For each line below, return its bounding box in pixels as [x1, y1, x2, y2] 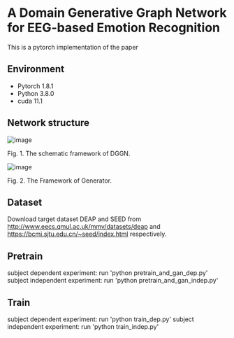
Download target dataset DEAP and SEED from [7, 215, 142, 223]
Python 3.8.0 [17, 89, 54, 97]
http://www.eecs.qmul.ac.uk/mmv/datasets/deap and [7, 223, 161, 231]
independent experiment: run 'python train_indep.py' [7, 323, 159, 330]
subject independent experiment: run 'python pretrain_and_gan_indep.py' [7, 276, 219, 285]
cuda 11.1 [17, 97, 43, 105]
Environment [7, 63, 65, 75]
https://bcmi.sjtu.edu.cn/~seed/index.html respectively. [7, 230, 167, 239]
